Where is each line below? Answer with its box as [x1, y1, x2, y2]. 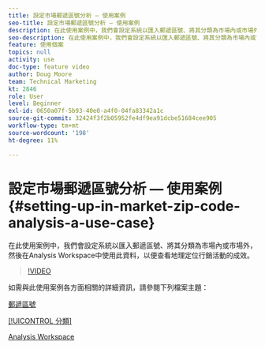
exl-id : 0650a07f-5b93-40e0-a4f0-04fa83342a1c [8, 107, 164, 115]
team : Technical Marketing [8, 77, 97, 85]
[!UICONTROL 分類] [8, 317, 73, 326]
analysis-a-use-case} [8, 214, 155, 231]
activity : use [8, 56, 55, 64]
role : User [8, 92, 44, 100]
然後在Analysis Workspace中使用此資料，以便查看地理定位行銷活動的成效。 [8, 250, 254, 261]
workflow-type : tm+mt [8, 122, 80, 129]
